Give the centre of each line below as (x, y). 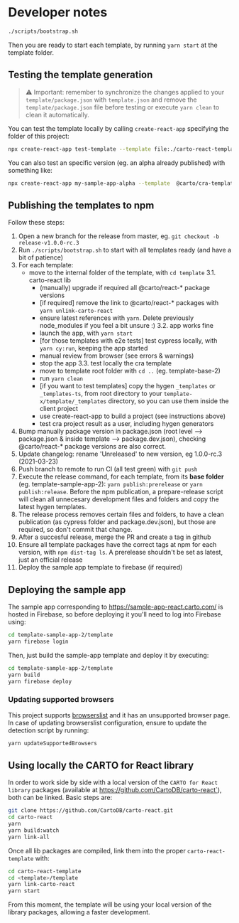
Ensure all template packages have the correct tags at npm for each (117, 545)
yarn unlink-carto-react (76, 311)
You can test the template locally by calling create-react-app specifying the (118, 128)
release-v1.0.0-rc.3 (49, 243)
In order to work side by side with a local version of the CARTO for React (113, 782)
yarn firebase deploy (40, 681)
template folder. (31, 52)
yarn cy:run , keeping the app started (94, 348)
